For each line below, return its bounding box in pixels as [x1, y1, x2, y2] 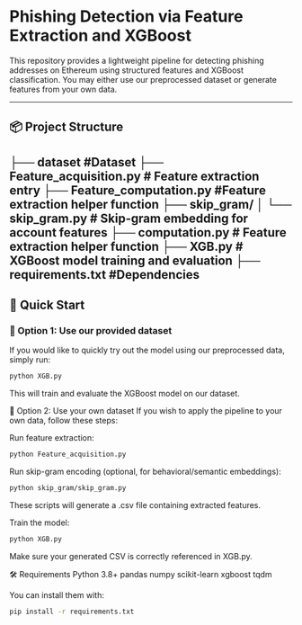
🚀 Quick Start [9, 298, 85, 313]
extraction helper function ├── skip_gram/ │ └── [9, 196, 292, 212]
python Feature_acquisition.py [9, 450, 127, 460]
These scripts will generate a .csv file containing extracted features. [9, 500, 262, 511]
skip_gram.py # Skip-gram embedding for [9, 210, 249, 226]
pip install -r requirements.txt [9, 607, 135, 616]
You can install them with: [9, 589, 105, 600]
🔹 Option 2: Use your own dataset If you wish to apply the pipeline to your [9, 406, 283, 416]
